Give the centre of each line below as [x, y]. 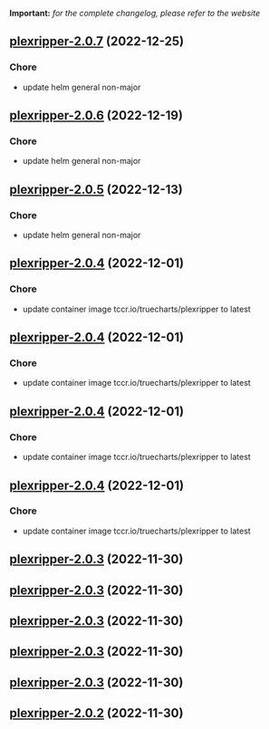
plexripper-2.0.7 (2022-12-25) [96, 41]
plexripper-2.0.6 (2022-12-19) [96, 115]
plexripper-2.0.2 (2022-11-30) [96, 713]
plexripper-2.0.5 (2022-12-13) [96, 189]
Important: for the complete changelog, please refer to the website [135, 13]
